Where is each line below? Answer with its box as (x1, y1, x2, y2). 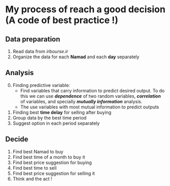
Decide (5, 135, 29, 144)
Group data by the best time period (12, 114, 87, 121)
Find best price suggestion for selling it (12, 170, 95, 176)
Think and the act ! (12, 175, 53, 182)
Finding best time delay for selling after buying (12, 109, 111, 115)
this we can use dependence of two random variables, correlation (20, 93, 161, 99)
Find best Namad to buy (12, 148, 64, 154)
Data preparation (5, 35, 60, 43)
